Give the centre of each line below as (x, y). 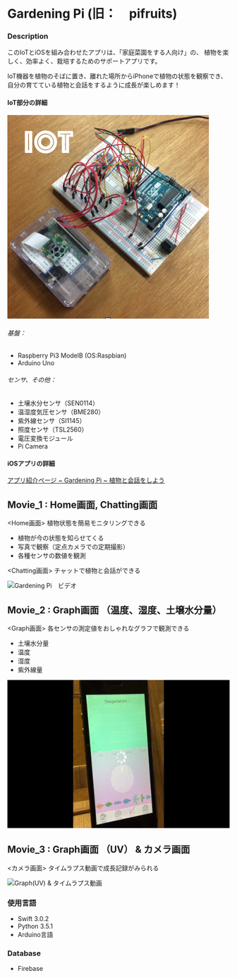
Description (28, 37)
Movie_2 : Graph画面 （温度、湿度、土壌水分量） (115, 610)
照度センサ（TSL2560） (53, 429)
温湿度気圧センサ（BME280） (61, 412)
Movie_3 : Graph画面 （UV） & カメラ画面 (99, 850)
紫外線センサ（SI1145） (51, 421)
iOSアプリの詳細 (31, 463)
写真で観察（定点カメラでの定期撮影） (73, 547)
